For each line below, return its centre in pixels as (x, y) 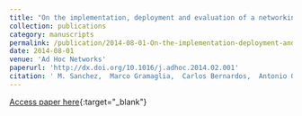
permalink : (30, 43)
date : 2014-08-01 (42, 51)
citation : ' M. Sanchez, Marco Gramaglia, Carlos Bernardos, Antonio (148, 76)
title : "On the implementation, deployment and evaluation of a (132, 18)
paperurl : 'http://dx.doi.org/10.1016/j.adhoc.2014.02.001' (124, 68)
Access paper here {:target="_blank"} (78, 102)
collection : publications (58, 26)
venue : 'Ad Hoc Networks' (58, 59)
